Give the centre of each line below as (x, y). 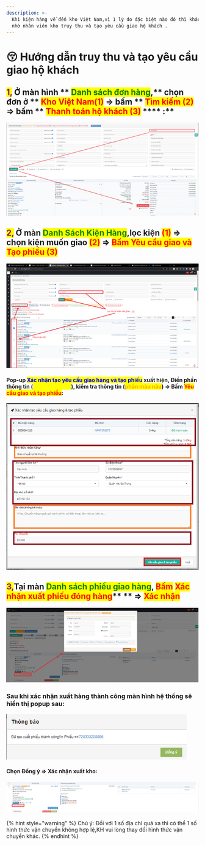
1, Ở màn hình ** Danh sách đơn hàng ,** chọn (95, 92)
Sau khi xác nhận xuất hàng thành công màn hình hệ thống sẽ (99, 696)
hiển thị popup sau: (36, 704)
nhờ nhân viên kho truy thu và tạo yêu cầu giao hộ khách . (90, 26)
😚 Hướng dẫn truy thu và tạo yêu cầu (102, 57)
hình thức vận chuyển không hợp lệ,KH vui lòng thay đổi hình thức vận (95, 830)
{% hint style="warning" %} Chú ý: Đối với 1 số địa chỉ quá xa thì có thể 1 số (102, 823)
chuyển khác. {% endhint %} (43, 836)
